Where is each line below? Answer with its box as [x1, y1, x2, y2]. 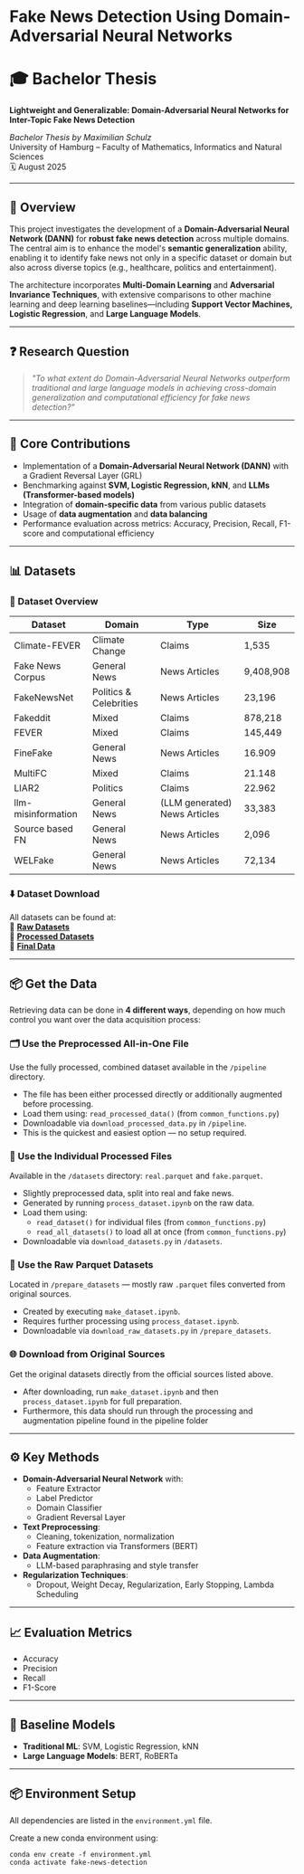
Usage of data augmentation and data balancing [22, 509, 208, 519]
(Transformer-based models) [22, 489, 136, 499]
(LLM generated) [159, 796, 233, 809]
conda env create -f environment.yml [9, 1850, 152, 1859]
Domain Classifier [35, 1502, 102, 1513]
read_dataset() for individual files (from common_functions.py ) [35, 1216, 267, 1227]
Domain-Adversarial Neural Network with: [22, 1473, 184, 1485]
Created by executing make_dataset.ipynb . [22, 1306, 181, 1318]
